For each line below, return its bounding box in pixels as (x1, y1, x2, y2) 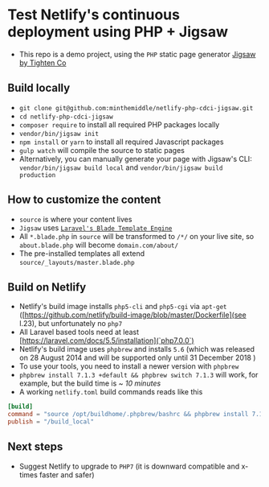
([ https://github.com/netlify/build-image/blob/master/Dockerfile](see (18, 310, 247, 320)
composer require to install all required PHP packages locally (18, 119, 220, 130)
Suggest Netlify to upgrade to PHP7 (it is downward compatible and (18, 461, 240, 471)
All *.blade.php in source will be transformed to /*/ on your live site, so (18, 231, 255, 241)
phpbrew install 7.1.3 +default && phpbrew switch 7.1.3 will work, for (18, 370, 259, 380)
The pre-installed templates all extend (18, 248, 145, 258)
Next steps (7, 440, 63, 454)
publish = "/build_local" (7, 418, 94, 426)
